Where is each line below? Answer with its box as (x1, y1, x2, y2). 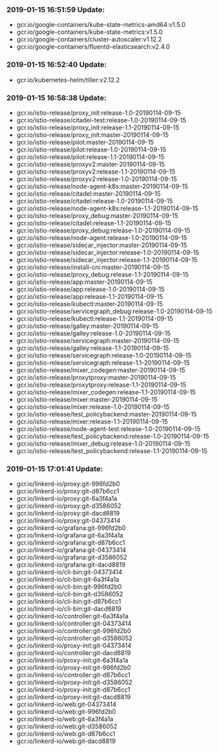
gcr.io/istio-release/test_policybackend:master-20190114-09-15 (16, 410, 198, 418)
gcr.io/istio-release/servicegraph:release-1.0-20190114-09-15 (16, 351, 191, 359)
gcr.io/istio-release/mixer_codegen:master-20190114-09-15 (16, 365, 186, 374)
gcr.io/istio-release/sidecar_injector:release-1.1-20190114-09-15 (16, 255, 198, 264)
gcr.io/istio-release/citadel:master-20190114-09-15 (16, 189, 161, 198)
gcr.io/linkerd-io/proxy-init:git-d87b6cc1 (16, 686, 131, 694)
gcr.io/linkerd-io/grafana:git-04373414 (16, 546, 126, 554)
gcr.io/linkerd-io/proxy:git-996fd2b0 (16, 479, 120, 488)
